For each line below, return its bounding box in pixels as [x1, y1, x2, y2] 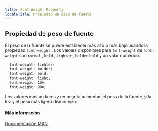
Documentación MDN [5, 120, 48, 126]
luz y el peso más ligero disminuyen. [5, 98, 78, 104]
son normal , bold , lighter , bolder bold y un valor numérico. [19, 53, 140, 59]
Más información [5, 110, 40, 115]
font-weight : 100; [9, 80, 47, 85]
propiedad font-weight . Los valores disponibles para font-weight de [5, 48, 143, 53]
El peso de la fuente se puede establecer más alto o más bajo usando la [5, 42, 148, 49]
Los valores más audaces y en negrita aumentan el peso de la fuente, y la [5, 93, 152, 99]
